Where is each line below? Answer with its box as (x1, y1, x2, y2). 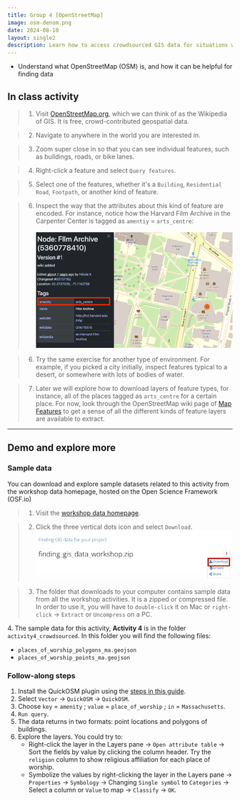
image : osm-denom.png (7, 19, 72, 26)
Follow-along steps (7, 670, 76, 680)
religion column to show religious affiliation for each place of (28, 755, 211, 764)
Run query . (17, 710, 49, 718)
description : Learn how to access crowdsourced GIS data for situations (7, 41, 229, 49)
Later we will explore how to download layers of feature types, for (35, 384, 229, 393)
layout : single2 (7, 34, 56, 41)
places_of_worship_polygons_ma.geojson (17, 647, 137, 654)
